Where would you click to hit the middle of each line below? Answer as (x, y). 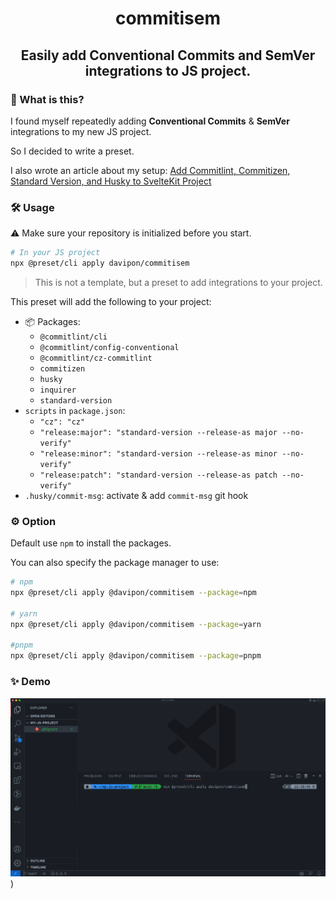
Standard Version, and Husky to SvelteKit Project (111, 181)
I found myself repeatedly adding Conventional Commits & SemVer (150, 121)
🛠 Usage (32, 207)
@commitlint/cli (73, 337)
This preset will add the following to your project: (111, 301)
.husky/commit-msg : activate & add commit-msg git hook (136, 495)
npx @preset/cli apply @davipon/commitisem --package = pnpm (136, 656)
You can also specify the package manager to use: (115, 563)
